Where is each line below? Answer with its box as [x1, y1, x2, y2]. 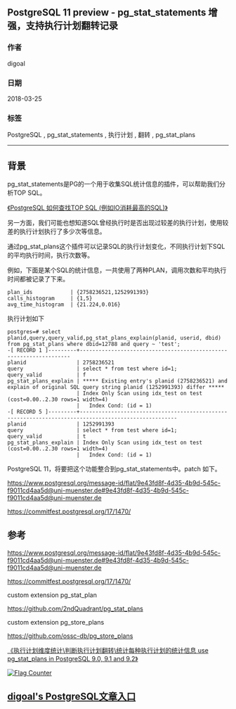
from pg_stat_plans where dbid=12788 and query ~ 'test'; [7, 340, 181, 348]
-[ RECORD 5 [7, 409, 42, 416]
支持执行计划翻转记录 [25, 20, 118, 32]
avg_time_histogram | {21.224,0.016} [7, 301, 121, 308]
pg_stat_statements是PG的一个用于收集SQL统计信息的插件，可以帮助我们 [7, 180, 220, 189]
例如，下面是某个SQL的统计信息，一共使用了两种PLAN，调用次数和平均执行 [7, 266, 227, 274]
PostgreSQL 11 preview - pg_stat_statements [7, 6, 206, 19]
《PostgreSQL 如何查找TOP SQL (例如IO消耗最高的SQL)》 [7, 203, 169, 212]
